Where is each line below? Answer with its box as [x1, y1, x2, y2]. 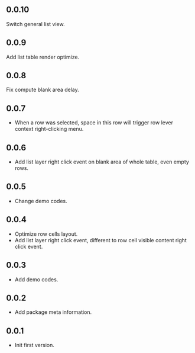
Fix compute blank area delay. [6, 86, 80, 94]
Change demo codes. [14, 197, 67, 204]
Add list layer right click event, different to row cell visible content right [14, 236, 187, 243]
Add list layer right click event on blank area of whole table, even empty [14, 158, 189, 165]
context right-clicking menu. [14, 126, 84, 133]
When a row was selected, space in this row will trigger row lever [14, 119, 173, 126]
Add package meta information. [14, 309, 92, 316]
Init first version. [14, 342, 54, 349]
